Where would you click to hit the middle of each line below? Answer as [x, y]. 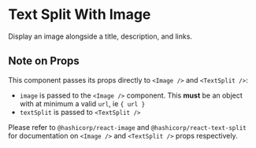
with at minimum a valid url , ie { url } [82, 103]
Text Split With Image [80, 15]
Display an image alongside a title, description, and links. [100, 36]
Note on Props [44, 61]
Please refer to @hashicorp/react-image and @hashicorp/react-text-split [127, 127]
